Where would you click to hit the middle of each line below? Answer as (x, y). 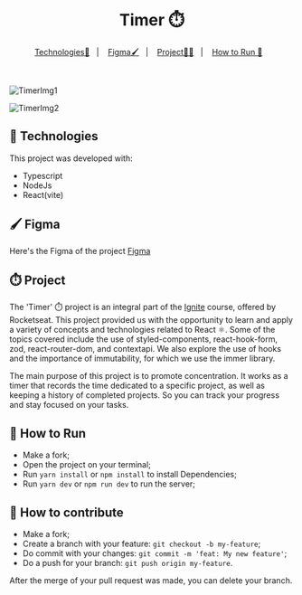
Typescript (42, 175)
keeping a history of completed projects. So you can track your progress (145, 395)
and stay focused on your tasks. (69, 405)
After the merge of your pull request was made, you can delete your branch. (151, 581)
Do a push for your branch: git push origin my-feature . (127, 563)
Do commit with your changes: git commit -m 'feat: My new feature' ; (155, 553)
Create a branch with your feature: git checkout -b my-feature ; (142, 543)
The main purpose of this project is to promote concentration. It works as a (149, 376)
